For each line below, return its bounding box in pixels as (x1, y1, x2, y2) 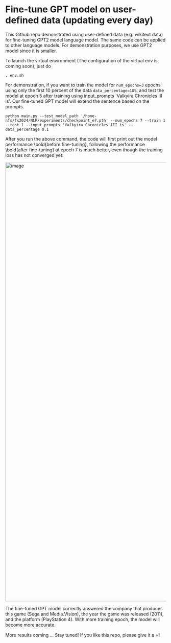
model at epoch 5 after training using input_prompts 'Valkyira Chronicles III (5, 93, 162, 99)
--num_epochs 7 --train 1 (110, 118, 166, 123)
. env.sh (5, 73, 24, 78)
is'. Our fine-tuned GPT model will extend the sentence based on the (5, 98, 150, 104)
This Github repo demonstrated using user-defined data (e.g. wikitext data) (5, 31, 163, 37)
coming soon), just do (5, 63, 51, 69)
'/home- (81, 113, 97, 119)
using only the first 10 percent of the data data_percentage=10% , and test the (5, 87, 164, 93)
